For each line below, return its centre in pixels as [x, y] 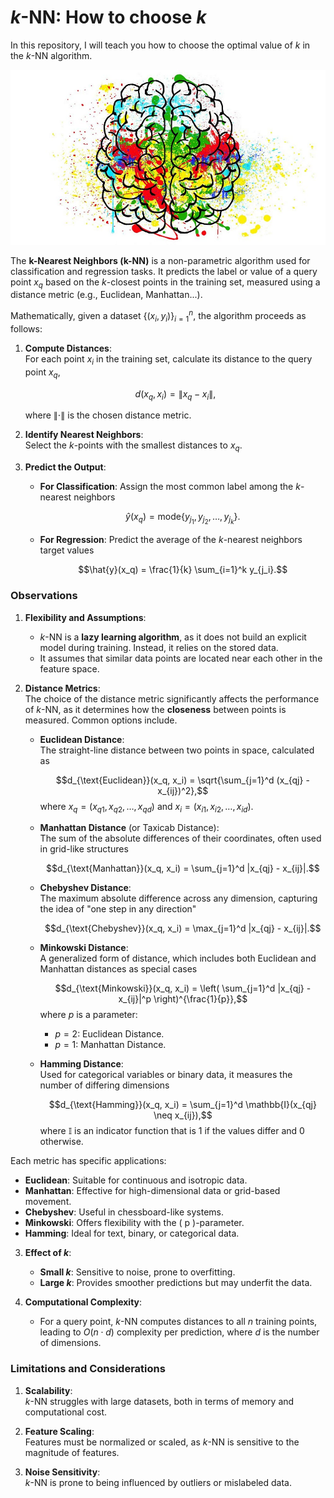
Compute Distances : [68, 348]
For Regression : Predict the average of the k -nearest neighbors [171, 540]
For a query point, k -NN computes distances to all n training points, [178, 1322]
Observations [44, 596]
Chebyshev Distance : [85, 888]
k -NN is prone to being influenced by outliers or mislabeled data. [158, 1482]
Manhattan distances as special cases [118, 969]
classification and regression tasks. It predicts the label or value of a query [164, 271]
